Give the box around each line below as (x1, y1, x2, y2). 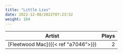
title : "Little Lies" (5, 7, 51, 12)
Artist (45, 32, 59, 39)
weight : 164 (5, 16, 30, 21)
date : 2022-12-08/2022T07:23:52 (5, 12, 73, 17)
